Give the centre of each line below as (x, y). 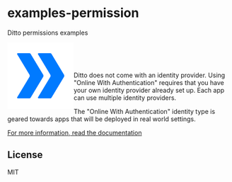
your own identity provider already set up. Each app (149, 90)
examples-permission (73, 13)
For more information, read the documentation (75, 132)
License (25, 155)
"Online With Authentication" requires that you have (149, 82)
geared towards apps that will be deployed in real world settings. (101, 119)
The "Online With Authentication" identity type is (145, 111)
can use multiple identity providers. (125, 98)
